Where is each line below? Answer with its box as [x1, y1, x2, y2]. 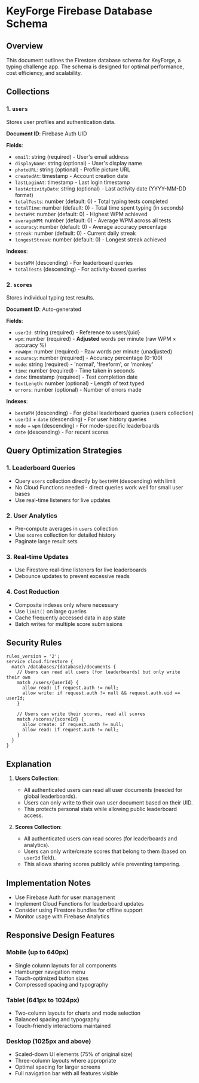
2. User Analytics [6, 511, 58, 519]
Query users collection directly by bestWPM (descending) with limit [14, 477, 176, 485]
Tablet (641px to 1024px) [6, 996, 79, 1004]
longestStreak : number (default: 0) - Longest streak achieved [14, 235, 167, 243]
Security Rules [6, 637, 62, 648]
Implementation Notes [6, 878, 91, 888]
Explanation [6, 759, 52, 769]
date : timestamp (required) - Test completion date [14, 373, 138, 380]
